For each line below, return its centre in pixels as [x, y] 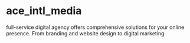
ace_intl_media [44, 11]
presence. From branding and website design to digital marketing [85, 33]
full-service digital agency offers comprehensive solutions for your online [95, 27]
